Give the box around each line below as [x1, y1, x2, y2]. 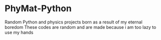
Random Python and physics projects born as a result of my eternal [4, 19, 143, 25]
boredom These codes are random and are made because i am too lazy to [4, 24, 157, 30]
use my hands [4, 29, 34, 35]
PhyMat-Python [4, 3, 72, 14]
